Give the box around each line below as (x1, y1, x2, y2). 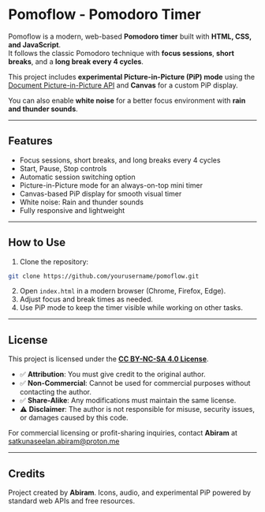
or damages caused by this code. (19, 413, 129, 423)
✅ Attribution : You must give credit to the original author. (19, 369, 207, 379)
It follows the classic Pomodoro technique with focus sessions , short (8, 48, 235, 58)
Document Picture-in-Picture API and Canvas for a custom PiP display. (8, 80, 238, 90)
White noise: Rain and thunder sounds (19, 197, 144, 207)
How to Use (8, 236, 66, 249)
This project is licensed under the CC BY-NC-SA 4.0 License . (8, 354, 209, 364)
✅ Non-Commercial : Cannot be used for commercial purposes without (19, 379, 251, 388)
